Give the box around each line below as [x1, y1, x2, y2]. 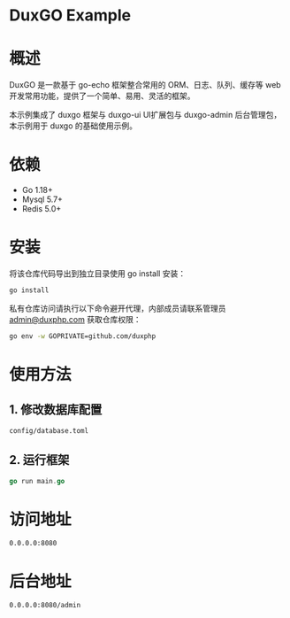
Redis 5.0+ [21, 204, 62, 214]
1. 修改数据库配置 [9, 402, 103, 417]
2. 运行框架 [9, 452, 70, 467]
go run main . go [9, 476, 65, 485]
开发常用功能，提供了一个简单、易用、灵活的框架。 [9, 90, 195, 102]
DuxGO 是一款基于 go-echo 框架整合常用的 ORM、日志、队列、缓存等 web [9, 80, 281, 90]
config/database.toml [9, 426, 89, 435]
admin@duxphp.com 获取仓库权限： [9, 313, 141, 324]
